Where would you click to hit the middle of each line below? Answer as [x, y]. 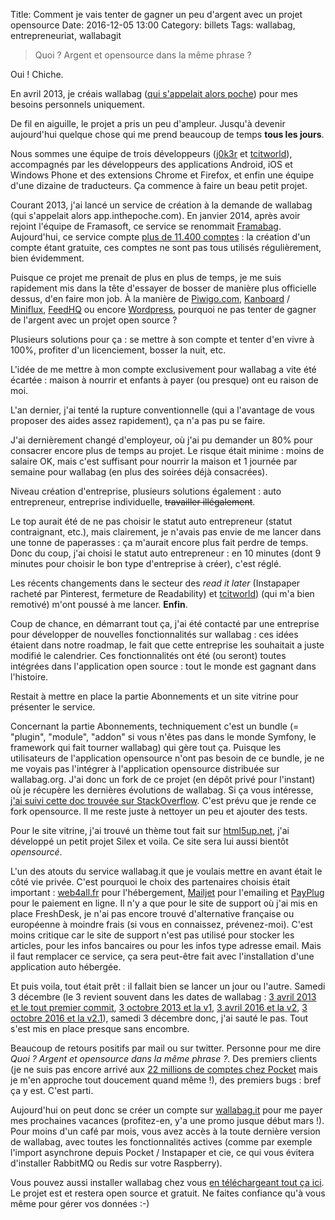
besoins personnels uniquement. [77, 104]
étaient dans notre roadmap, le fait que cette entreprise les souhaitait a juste [167, 645]
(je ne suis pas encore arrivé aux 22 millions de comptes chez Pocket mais [164, 1069]
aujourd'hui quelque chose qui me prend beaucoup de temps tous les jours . [167, 134]
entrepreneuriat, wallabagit [66, 35]
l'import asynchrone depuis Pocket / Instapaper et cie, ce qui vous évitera [162, 1152]
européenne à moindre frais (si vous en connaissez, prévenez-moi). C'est [161, 924]
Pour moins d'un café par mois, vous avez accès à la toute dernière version [165, 1131]
